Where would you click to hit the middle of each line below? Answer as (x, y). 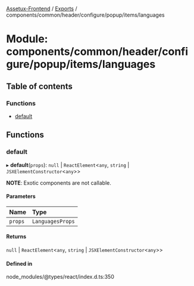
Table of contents (39, 86)
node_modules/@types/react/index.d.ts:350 (60, 277)
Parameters (21, 197)
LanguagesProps (54, 221)
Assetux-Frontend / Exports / (42, 9)
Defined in (19, 263)
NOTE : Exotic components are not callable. (59, 183)
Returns (16, 237)
